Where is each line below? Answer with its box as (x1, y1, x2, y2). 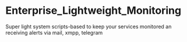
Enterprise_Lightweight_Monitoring (5, 4, 182, 17)
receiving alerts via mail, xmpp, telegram (5, 29, 103, 36)
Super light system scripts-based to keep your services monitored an (5, 23, 172, 30)
